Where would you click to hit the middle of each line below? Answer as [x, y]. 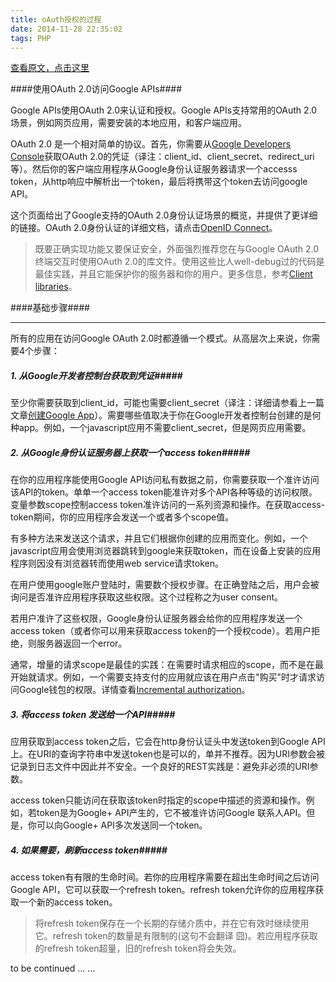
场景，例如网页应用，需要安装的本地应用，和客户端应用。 [128, 123]
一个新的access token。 [68, 902]
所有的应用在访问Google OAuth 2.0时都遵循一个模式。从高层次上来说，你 [161, 338]
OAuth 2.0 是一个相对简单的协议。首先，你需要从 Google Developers [151, 144]
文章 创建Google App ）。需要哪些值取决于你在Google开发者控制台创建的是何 [166, 415]
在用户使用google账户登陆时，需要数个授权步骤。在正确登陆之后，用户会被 [165, 585]
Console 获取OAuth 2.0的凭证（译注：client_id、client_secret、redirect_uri [162, 157]
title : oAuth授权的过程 [56, 19]
